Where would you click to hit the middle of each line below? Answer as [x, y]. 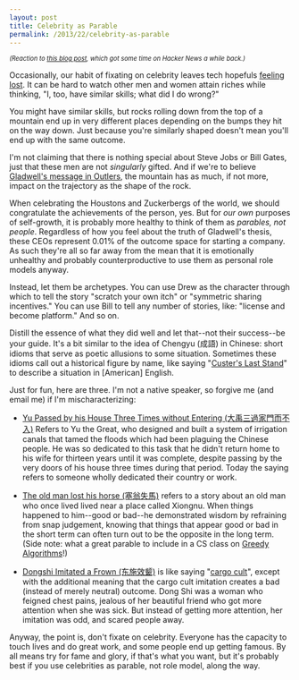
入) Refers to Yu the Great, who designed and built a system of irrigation [155, 429]
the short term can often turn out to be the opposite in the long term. [148, 534]
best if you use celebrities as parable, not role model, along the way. [135, 666]
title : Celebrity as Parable [63, 26]
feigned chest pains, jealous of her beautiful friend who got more [141, 601]
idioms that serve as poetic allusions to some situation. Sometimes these [143, 353]
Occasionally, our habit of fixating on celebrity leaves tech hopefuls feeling [147, 75]
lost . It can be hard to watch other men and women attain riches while [137, 85]
